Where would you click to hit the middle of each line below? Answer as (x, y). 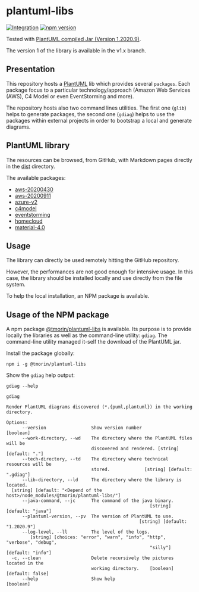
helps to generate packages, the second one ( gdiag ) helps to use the (91, 114)
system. (16, 285)
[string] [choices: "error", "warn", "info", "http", (98, 537)
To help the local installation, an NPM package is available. (78, 296)
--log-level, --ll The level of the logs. (86, 532)
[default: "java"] (29, 511)
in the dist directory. (31, 166)
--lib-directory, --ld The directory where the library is (102, 480)
